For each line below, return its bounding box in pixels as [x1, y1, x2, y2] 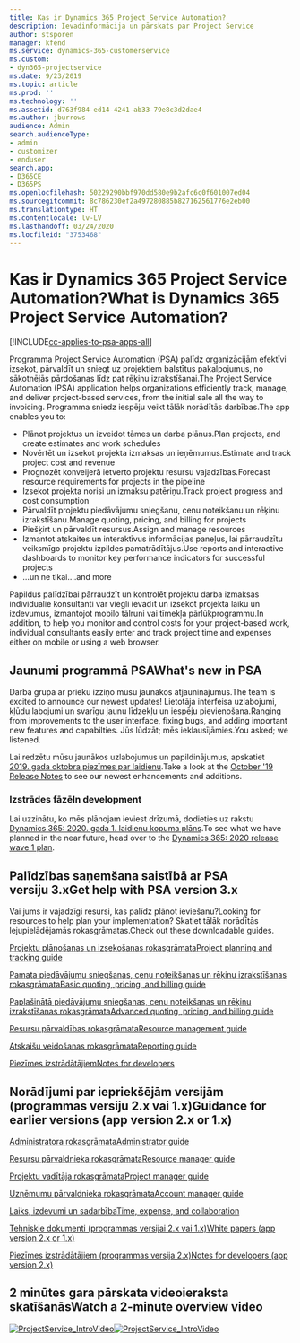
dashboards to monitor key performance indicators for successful [21, 553, 266, 564]
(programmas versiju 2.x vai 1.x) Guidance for [9, 1098, 267, 1113]
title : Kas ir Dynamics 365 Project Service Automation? [9, 13, 227, 22]
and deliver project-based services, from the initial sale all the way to [9, 392, 264, 403]
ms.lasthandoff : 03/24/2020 [9, 222, 115, 231]
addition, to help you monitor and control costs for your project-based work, [9, 618, 290, 628]
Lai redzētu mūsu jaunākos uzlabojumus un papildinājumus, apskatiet [9, 751, 266, 763]
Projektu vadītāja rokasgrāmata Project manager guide [9, 1171, 209, 1181]
